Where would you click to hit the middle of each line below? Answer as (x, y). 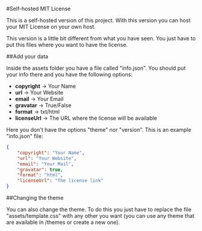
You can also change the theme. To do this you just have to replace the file (99, 209)
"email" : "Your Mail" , (46, 164)
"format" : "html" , (40, 175)
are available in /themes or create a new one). (63, 222)
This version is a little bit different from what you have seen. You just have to (101, 38)
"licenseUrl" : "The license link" (60, 181)
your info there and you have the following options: (69, 74)
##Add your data (27, 56)
